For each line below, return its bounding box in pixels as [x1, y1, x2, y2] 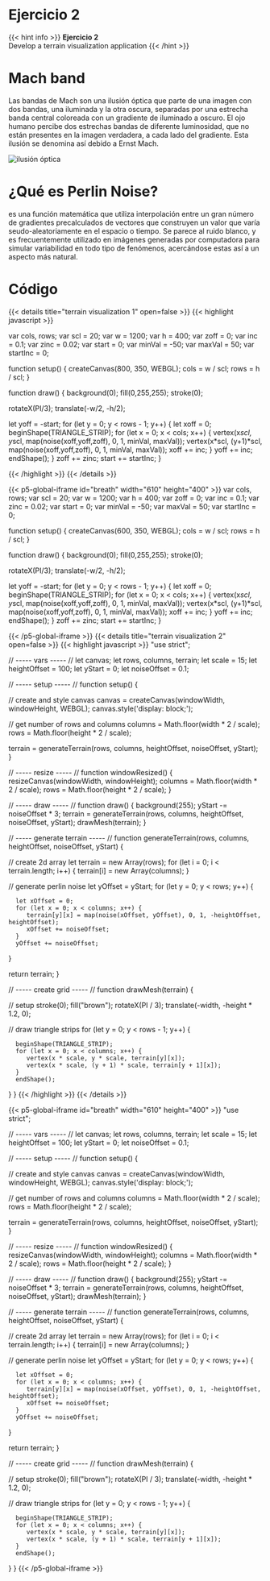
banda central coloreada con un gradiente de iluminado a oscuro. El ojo [8, 113, 246, 122]
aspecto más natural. [8, 251, 78, 261]
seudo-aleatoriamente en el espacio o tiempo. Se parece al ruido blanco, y [8, 226, 256, 235]
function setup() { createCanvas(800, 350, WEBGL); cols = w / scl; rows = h [8, 363, 260, 373]
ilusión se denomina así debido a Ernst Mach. [8, 139, 159, 148]
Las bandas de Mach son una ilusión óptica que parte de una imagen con [8, 95, 252, 106]
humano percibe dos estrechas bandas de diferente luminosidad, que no [8, 121, 250, 131]
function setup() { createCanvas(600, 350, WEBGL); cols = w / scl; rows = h [8, 525, 260, 535]
